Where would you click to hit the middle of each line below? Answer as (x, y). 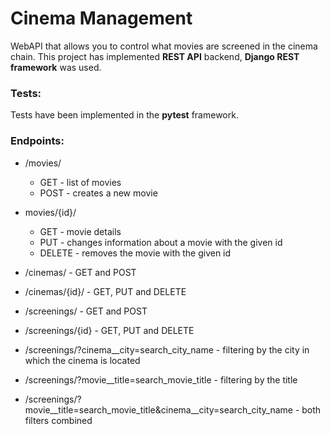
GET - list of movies (80, 182)
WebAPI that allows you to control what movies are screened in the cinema (164, 46)
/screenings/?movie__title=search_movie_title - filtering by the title (161, 379)
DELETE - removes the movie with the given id (135, 253)
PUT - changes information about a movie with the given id (161, 242)
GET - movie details (80, 231)
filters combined (58, 420)
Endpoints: (37, 141)
